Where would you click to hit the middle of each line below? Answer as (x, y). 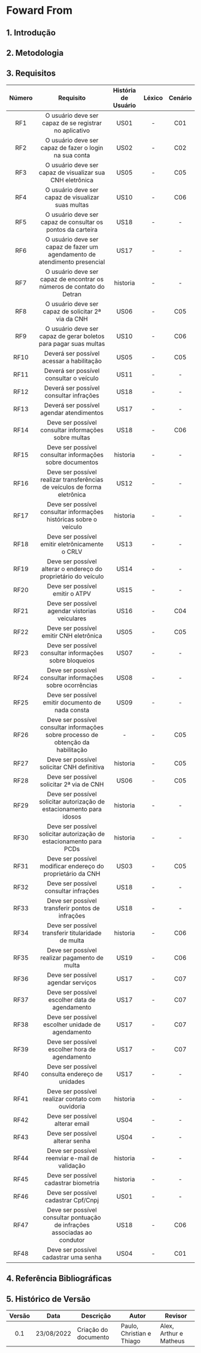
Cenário (180, 98)
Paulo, (130, 1326)
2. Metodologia (35, 53)
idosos (72, 816)
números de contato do (72, 286)
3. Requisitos (31, 74)
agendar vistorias (72, 611)
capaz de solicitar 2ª (72, 311)
